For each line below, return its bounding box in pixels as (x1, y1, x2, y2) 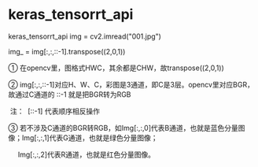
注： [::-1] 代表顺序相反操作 (9, 106, 101, 116)
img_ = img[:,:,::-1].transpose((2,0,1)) (8, 46, 126, 56)
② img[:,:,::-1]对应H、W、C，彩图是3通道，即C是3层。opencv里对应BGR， (8, 80, 254, 89)
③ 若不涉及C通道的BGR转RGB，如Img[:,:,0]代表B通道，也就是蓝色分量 (8, 123, 238, 132)
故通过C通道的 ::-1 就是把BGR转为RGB (8, 89, 131, 99)
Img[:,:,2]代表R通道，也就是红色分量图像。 (17, 150, 156, 159)
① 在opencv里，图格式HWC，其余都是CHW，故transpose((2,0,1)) (8, 63, 224, 72)
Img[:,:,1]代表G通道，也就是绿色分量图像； (21, 132, 158, 143)
